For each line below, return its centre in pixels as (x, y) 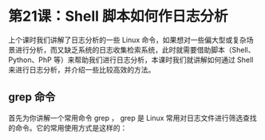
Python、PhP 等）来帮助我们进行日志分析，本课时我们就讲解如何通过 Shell (131, 60)
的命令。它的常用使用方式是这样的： (68, 127)
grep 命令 (32, 97)
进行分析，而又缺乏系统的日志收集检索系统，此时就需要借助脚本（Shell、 (135, 49)
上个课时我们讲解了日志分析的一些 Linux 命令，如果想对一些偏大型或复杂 (128, 40)
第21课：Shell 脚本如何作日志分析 (118, 16)
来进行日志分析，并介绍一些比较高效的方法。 (82, 69)
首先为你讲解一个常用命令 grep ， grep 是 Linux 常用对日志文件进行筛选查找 (132, 118)
